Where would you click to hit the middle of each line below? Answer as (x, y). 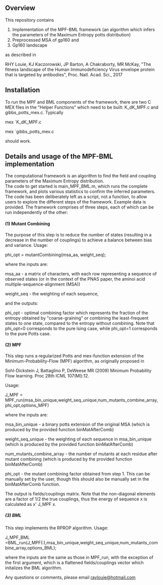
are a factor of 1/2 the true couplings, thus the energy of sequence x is (76, 499)
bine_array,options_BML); (31, 548)
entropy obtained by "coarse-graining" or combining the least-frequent (77, 318)
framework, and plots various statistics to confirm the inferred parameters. (80, 192)
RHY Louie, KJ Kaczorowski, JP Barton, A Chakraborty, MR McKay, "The (78, 64)
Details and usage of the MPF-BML (59, 157)
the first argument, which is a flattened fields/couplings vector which (74, 562)
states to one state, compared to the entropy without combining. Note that (80, 323)
